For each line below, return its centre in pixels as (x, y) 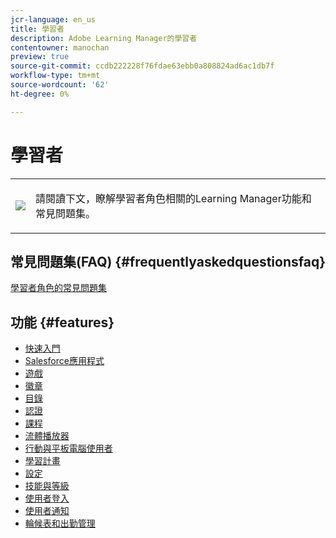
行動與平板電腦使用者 (68, 448)
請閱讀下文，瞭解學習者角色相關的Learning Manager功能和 (173, 198)
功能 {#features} (62, 322)
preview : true (40, 57)
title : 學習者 (37, 29)
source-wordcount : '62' (60, 85)
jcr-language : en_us (53, 19)
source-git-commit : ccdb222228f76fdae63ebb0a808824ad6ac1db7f (142, 66)
